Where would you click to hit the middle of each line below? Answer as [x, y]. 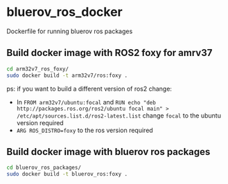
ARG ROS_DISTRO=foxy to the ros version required [85, 130]
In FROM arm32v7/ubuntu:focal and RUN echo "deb [86, 102]
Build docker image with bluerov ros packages [108, 152]
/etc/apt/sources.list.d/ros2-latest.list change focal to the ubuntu [119, 116]
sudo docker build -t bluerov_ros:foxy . [67, 174]
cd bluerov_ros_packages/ [44, 168]
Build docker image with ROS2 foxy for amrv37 [109, 53]
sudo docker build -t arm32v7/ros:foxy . [67, 75]
